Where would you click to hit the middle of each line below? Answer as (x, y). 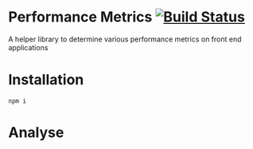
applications (28, 47)
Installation (46, 80)
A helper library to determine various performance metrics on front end (125, 39)
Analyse (36, 133)
